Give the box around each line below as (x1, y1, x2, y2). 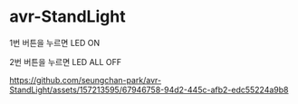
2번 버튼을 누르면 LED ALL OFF (9, 56, 122, 67)
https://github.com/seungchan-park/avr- (9, 74, 161, 85)
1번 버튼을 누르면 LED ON (9, 37, 101, 48)
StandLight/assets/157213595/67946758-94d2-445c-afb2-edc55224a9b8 (9, 84, 289, 95)
